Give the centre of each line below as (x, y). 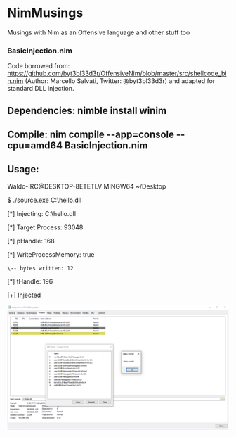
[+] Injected (24, 295)
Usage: (24, 169)
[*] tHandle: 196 (30, 281)
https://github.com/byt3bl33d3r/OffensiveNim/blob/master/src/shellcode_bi (117, 74)
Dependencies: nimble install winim (87, 110)
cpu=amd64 (35, 146)
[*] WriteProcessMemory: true (51, 254)
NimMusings (45, 13)
